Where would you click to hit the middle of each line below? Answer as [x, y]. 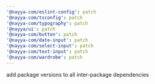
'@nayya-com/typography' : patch [47, 23]
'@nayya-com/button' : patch [42, 35]
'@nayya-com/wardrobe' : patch [45, 57]
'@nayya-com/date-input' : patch [47, 40]
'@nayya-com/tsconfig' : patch [45, 18]
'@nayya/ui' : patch [31, 29]
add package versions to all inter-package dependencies [77, 74]
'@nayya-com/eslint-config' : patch [51, 12]
